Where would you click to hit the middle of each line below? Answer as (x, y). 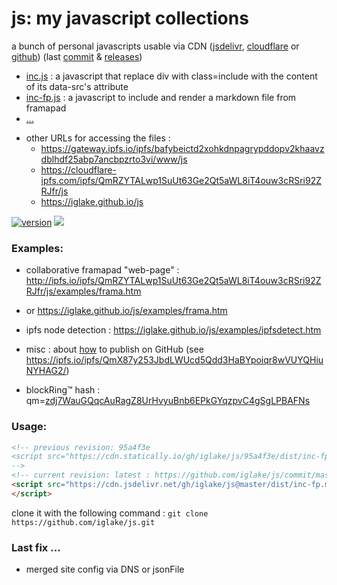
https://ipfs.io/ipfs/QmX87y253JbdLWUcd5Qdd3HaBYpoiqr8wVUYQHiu (174, 360)
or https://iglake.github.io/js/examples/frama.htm (126, 311)
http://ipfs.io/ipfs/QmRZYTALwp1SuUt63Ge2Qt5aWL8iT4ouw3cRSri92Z (173, 281)
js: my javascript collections (130, 18)
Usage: (29, 427)
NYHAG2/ (46, 371)
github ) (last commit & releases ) (77, 56)
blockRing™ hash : (63, 390)
